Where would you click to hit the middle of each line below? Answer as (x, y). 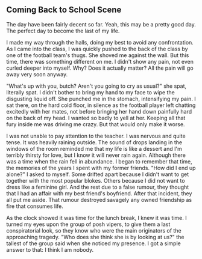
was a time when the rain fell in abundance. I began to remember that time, (99, 161)
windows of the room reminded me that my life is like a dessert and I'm (94, 148)
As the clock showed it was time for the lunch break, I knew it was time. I (96, 218)
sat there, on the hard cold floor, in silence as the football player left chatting (101, 105)
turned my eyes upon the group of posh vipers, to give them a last (88, 224)
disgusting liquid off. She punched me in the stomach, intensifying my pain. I (101, 99)
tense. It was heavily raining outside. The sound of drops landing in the (94, 142)
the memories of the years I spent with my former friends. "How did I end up (101, 168)
